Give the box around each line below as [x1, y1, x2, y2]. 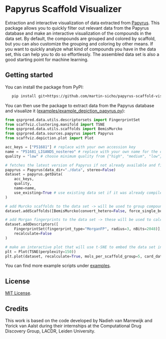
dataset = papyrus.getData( [5, 172, 63, 177]
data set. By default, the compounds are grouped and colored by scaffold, [5, 36, 156, 42]
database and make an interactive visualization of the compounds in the [5, 30, 152, 36]
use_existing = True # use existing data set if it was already [14, 190, 145, 195]
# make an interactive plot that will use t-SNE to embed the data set [5, 245, 156, 250]
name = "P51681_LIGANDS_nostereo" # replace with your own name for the [5, 149, 158, 154]
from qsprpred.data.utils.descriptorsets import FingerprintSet [5, 117, 140, 122]
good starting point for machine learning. [5, 56, 89, 62]
